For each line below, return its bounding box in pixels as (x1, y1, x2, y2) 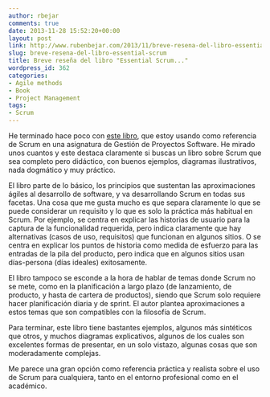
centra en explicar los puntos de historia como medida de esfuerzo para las (8, 240, 259, 250)
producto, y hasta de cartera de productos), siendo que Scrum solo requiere (8, 290, 261, 300)
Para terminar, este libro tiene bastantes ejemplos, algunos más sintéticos (8, 323, 252, 332)
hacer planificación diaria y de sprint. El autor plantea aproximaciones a (8, 299, 245, 308)
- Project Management (8, 94, 81, 102)
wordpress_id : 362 (8, 64, 70, 72)
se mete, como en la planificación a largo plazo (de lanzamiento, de (8, 282, 232, 291)
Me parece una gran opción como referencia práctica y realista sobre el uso (8, 364, 260, 374)
